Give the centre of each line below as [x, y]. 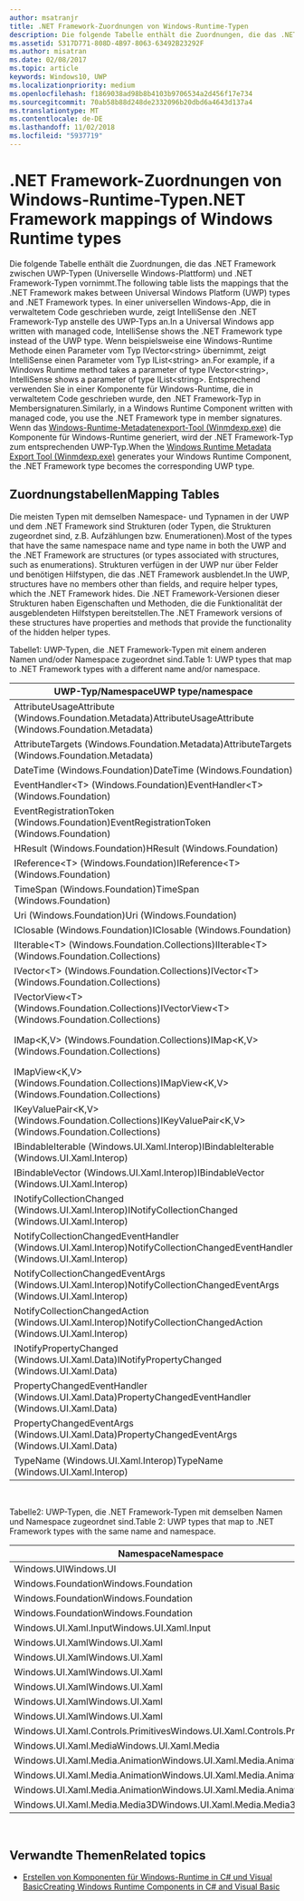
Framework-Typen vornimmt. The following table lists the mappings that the [149, 283]
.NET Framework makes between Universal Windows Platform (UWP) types [150, 292]
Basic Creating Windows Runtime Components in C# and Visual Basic [151, 1886]
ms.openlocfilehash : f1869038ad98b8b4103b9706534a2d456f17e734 [131, 93]
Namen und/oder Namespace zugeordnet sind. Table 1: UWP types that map [151, 659]
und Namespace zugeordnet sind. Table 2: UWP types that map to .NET [142, 1521]
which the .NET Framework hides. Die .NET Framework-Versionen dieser [145, 593]
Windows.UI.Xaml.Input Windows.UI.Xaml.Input [112, 1627]
